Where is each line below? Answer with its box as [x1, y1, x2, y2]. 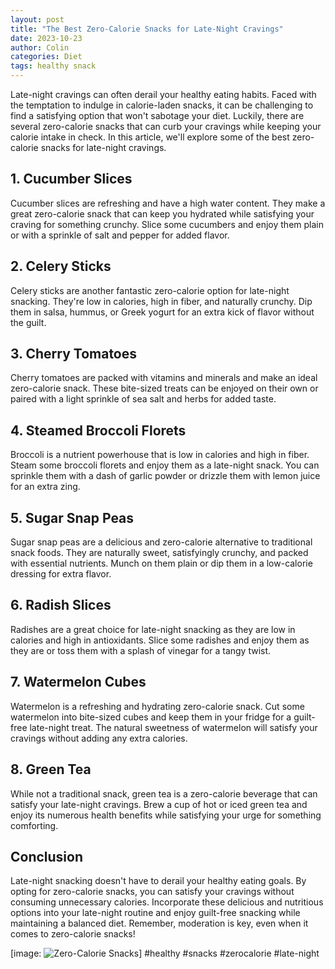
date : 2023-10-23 [10, 33, 83, 43]
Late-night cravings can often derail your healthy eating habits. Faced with [10, 89, 317, 100]
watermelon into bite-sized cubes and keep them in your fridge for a [10, 711, 292, 723]
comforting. [10, 819, 59, 831]
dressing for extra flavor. [10, 568, 112, 580]
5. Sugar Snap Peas [10, 509, 135, 526]
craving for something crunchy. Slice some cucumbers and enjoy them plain [10, 218, 324, 230]
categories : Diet [10, 52, 83, 62]
